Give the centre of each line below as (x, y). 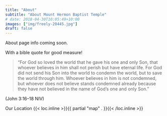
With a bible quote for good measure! (44, 53)
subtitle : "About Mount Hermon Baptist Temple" (56, 15)
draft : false (19, 29)
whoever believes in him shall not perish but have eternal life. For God (90, 68)
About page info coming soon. (36, 43)
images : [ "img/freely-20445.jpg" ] (41, 24)
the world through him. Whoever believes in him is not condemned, (87, 78)
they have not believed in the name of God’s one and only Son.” (83, 89)
